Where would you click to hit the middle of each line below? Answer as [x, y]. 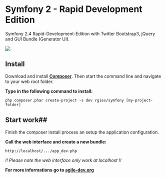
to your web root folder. [29, 81]
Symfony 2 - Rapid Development [74, 9]
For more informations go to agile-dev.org [49, 170]
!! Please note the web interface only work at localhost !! [63, 160]
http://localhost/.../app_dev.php [41, 151]
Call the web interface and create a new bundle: [56, 141]
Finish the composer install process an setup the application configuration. [82, 132]
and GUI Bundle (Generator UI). [37, 39]
